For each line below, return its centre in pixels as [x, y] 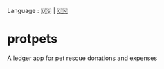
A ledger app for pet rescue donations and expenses [82, 58]
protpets [32, 39]
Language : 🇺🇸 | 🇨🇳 [37, 11]
